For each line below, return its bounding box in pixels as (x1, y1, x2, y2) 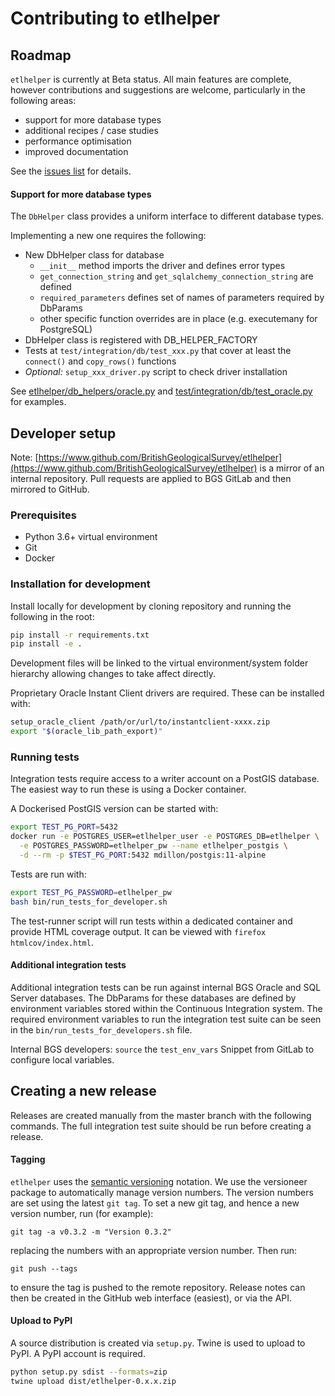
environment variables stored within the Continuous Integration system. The (10, 1002, 323, 1014)
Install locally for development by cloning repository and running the (10, 600, 292, 612)
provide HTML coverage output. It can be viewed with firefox (10, 925, 267, 937)
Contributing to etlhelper (10, 7, 221, 30)
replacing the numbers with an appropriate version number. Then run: (10, 1244, 298, 1256)
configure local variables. (10, 1053, 115, 1066)
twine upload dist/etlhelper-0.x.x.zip (10, 1376, 177, 1386)
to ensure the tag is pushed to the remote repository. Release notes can (10, 1281, 306, 1293)
